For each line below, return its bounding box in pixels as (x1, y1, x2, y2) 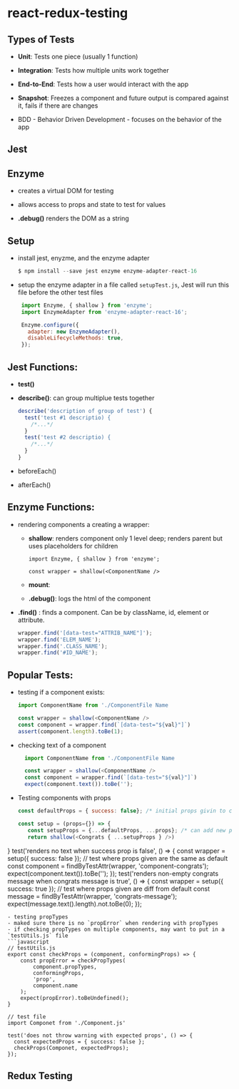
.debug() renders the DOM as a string (17, 214, 130, 223)
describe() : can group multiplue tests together (17, 394, 155, 402)
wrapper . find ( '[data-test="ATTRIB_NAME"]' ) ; (17, 629, 153, 636)
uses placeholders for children (28, 541, 118, 550)
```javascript (7, 938, 50, 946)
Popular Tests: (7, 669, 73, 681)
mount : (28, 580, 51, 589)
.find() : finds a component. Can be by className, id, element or (17, 608, 209, 616)
